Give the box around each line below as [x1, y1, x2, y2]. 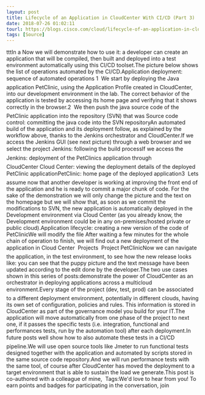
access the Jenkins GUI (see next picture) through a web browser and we [6, 138, 192, 146]
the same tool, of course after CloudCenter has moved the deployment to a [6, 362, 195, 370]
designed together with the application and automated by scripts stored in [6, 349, 192, 356]
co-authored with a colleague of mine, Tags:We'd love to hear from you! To [6, 375, 196, 383]
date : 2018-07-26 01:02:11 [6, 20, 75, 26]
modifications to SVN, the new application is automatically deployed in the [6, 205, 193, 212]
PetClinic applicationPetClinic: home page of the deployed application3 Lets [6, 170, 199, 177]
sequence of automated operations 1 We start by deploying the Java [6, 75, 179, 83]
